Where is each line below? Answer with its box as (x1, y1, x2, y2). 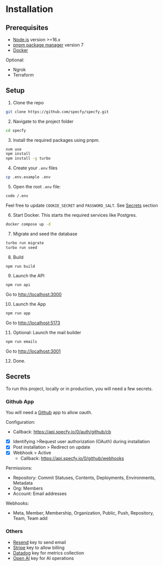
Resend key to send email (12, 539, 66, 545)
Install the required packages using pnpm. (12, 137, 100, 143)
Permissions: (5, 465, 32, 471)
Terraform (12, 72, 34, 78)
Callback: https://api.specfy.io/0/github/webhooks (20, 456, 124, 462)
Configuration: (5, 419, 35, 425)
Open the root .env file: (12, 184, 61, 190)
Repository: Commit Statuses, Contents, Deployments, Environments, (12, 475, 156, 481)
